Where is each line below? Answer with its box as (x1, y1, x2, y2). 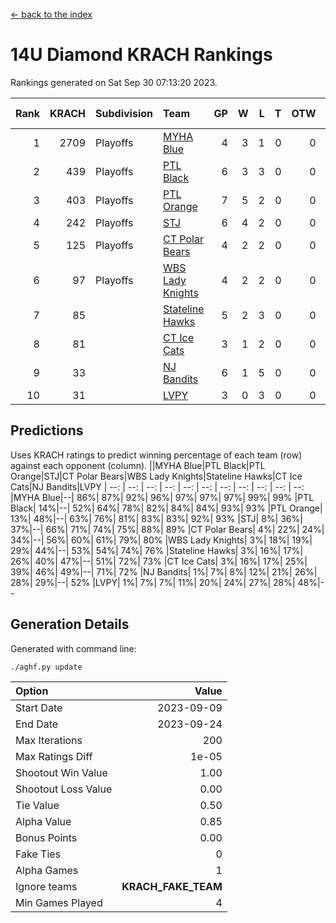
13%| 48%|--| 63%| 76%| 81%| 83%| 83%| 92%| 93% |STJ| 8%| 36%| (10, 512, 303, 524)
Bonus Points (15, 830, 78, 844)
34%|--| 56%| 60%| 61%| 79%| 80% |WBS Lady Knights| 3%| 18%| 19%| (10, 534, 313, 546)
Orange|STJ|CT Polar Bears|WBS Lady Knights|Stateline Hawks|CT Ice (10, 470, 303, 482)
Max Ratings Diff (15, 749, 93, 763)
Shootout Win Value (15, 765, 108, 779)
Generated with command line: (10, 642, 137, 654)
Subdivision (95, 106, 153, 120)
